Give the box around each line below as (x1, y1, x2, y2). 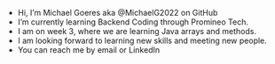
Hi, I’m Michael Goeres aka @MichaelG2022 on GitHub (17, 8, 218, 18)
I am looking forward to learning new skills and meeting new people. (17, 35, 268, 46)
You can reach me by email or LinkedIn (17, 45, 161, 55)
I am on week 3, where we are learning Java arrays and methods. (17, 26, 257, 36)
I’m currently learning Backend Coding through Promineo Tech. (17, 17, 248, 27)
